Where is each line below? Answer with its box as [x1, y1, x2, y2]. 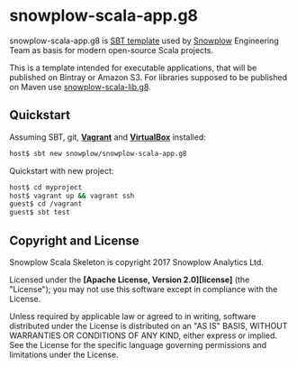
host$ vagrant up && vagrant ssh [9, 191, 135, 200]
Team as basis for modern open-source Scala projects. [9, 44, 214, 55]
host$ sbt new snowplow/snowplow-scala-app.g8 [9, 149, 187, 158]
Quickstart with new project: [9, 165, 114, 176]
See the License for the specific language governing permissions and [9, 339, 267, 350]
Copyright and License [9, 233, 139, 248]
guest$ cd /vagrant [9, 199, 83, 208]
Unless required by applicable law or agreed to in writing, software [9, 310, 256, 321]
